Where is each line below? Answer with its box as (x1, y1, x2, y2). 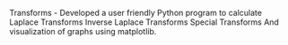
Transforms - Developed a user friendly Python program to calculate (9, 8, 263, 18)
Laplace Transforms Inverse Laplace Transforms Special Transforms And (9, 17, 280, 27)
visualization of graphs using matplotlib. (9, 26, 157, 36)
